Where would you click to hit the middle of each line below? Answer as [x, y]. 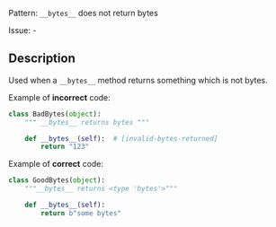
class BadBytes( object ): [55, 114]
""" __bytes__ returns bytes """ [87, 122]
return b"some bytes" [81, 213]
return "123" [65, 147]
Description [42, 59]
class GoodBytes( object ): [57, 180]
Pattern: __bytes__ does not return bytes [83, 13]
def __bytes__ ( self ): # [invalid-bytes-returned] [121, 138]
